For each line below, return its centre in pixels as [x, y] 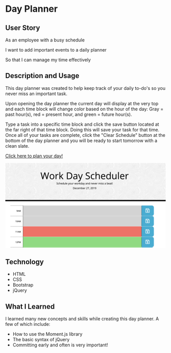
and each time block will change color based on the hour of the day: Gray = [84, 109]
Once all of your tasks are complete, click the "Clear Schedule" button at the [85, 135]
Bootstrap [23, 285]
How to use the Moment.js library [48, 334]
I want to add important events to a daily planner [56, 50]
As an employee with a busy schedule [45, 40]
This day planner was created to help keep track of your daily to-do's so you [85, 88]
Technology [25, 262]
